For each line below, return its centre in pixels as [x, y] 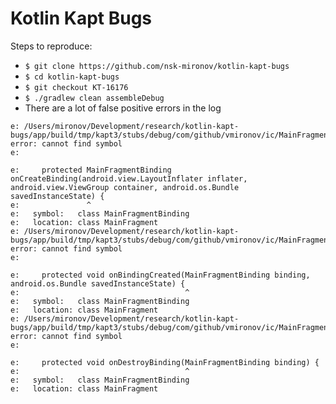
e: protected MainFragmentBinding [91, 170]
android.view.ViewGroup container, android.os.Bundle [125, 187]
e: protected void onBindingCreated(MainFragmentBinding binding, [160, 275]
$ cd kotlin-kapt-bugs [72, 77]
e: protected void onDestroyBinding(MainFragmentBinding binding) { [165, 362]
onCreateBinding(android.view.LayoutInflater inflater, [129, 178]
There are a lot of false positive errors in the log [123, 108]
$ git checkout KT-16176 [76, 87]
